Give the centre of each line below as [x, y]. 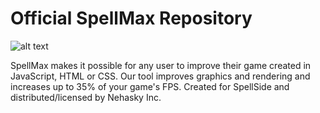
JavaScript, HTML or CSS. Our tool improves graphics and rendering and [160, 76]
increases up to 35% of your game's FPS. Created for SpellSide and [150, 86]
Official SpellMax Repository [131, 18]
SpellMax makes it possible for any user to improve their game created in [161, 65]
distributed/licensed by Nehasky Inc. [86, 97]
